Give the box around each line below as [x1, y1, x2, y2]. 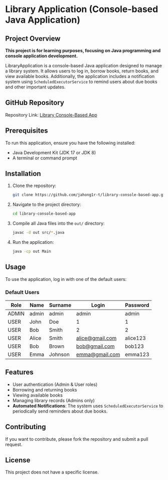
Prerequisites [5, 127, 48, 135]
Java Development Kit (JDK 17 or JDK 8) [12, 149, 96, 155]
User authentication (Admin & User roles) [12, 381, 98, 388]
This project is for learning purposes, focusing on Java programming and [5, 48, 161, 53]
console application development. [5, 53, 78, 59]
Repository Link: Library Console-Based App [5, 112, 97, 118]
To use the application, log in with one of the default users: [5, 276, 127, 282]
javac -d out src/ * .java [12, 230, 65, 235]
